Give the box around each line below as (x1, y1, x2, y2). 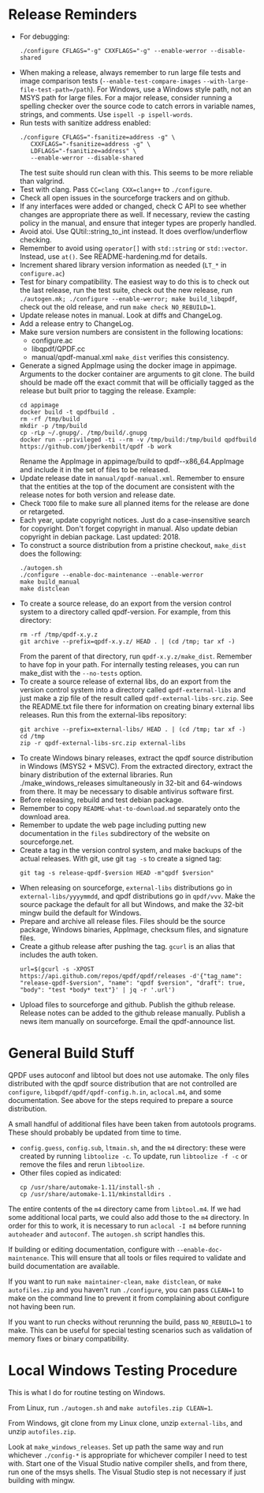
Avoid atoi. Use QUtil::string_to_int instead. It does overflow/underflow (19, 227, 248, 236)
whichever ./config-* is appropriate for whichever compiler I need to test (8, 1450, 247, 1460)
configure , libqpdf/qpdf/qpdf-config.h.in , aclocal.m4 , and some (8, 1087, 222, 1097)
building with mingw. (8, 1475, 76, 1485)
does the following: (19, 549, 83, 558)
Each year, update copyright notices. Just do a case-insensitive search (19, 515, 251, 524)
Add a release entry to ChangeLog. (19, 318, 134, 328)
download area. (19, 812, 71, 821)
